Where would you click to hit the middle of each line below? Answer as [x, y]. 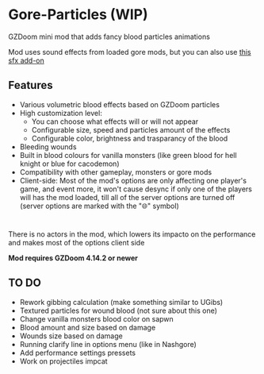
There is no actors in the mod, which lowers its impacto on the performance [132, 234]
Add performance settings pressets [78, 353]
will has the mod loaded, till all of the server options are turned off [127, 197]
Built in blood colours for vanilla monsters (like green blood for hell [128, 155]
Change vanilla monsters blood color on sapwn [97, 318]
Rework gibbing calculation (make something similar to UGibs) [121, 302]
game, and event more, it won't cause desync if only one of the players [136, 189]
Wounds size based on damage [71, 336]
